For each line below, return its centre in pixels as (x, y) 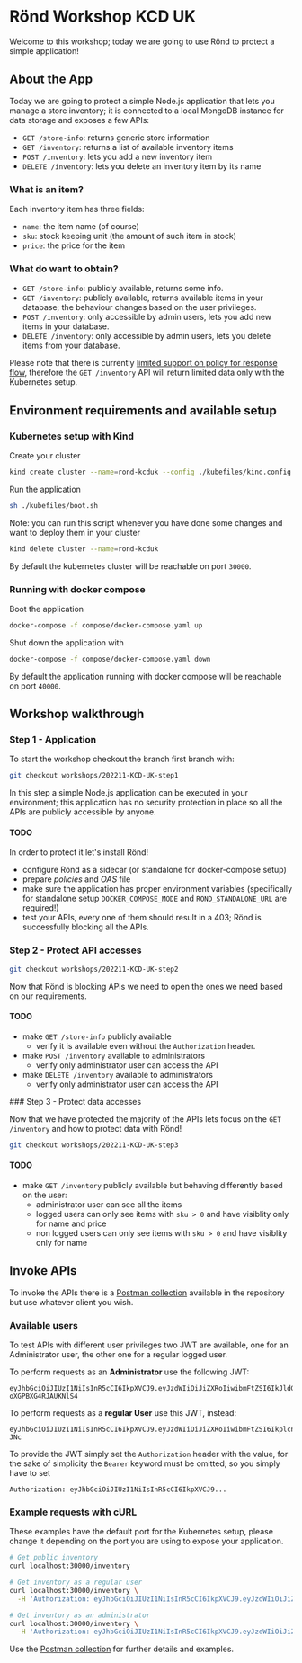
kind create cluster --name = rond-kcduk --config (102, 472)
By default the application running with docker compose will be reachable (146, 676)
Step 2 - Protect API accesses (75, 950)
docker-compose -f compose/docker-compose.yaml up (106, 625)
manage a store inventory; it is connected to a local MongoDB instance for (147, 111)
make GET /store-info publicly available (97, 1036)
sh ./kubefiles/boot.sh (54, 505)
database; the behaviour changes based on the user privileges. (139, 307)
